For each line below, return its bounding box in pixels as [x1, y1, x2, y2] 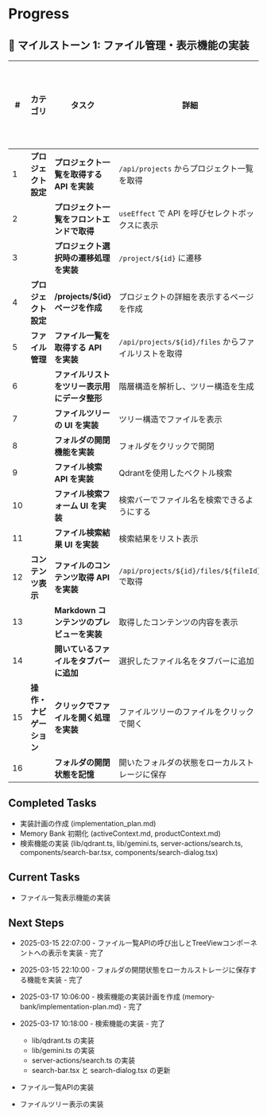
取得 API [78, 572, 110, 583]
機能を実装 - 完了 [26, 975, 83, 985]
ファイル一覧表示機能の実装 [19, 892, 111, 902]
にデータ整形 [54, 393, 103, 404]
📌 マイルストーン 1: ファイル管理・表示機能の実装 [8, 38, 250, 52]
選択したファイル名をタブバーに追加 [118, 656, 254, 666]
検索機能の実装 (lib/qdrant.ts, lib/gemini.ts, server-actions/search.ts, [19, 838, 244, 848]
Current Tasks [8, 871, 80, 884]
